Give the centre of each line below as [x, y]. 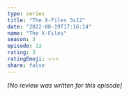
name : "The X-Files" [37, 33]
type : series [26, 14]
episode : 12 [24, 46]
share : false [26, 65]
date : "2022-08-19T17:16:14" [50, 26]
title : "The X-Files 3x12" [46, 20]
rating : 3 [22, 53]
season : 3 [22, 40]
